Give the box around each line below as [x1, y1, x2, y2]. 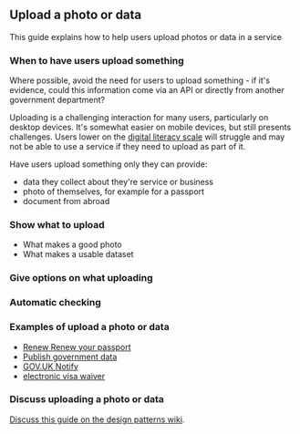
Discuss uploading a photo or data [9, 393, 164, 406]
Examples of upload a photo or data [9, 321, 171, 334]
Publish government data [22, 351, 118, 362]
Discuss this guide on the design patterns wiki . [9, 414, 185, 425]
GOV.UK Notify [22, 360, 79, 372]
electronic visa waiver [22, 370, 106, 381]
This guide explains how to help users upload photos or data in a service [9, 31, 283, 42]
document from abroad [22, 196, 110, 207]
